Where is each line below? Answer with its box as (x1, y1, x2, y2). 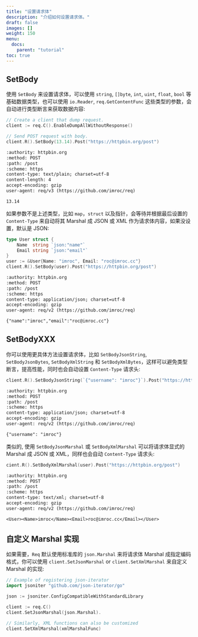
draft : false (6, 19, 38, 25)
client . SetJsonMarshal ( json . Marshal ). (6, 609, 101, 615)
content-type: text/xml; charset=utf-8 (6, 495, 104, 501)
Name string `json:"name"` (16, 242, 85, 248)
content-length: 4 (6, 177, 51, 183)
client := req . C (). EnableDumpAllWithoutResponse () (6, 123, 133, 129)
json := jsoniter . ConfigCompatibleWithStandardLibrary (6, 593, 144, 599)
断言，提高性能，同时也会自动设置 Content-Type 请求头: (6, 365, 140, 372)
